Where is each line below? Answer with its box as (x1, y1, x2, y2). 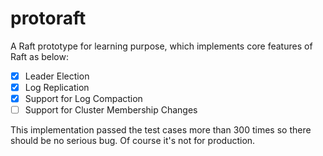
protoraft (10, 7, 87, 30)
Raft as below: (10, 50, 69, 62)
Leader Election (24, 70, 90, 82)
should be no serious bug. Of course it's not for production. (10, 135, 256, 147)
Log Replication (24, 82, 90, 93)
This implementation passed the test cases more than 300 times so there (10, 124, 312, 136)
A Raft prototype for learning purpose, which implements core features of (10, 40, 313, 52)
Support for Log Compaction (24, 93, 143, 105)
